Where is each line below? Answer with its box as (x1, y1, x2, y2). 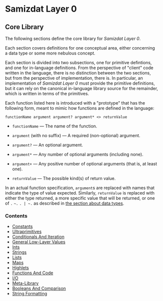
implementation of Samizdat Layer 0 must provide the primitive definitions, (5, 80, 155, 86)
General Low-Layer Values (12, 239, 66, 245)
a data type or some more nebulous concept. (5, 50, 96, 56)
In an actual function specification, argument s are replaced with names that (5, 185, 155, 191)
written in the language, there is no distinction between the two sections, (5, 70, 151, 76)
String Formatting (12, 291, 48, 297)
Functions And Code (12, 270, 54, 276)
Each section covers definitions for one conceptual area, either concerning (5, 45, 155, 51)
